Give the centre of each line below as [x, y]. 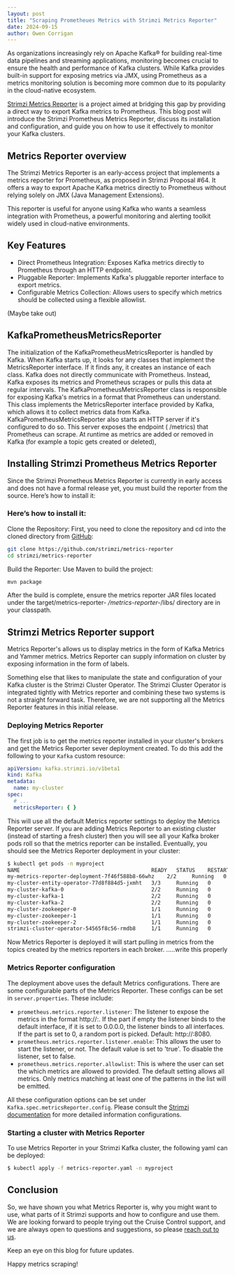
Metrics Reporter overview [67, 156]
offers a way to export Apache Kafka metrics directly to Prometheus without [117, 188]
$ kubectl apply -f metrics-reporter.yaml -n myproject [90, 1168]
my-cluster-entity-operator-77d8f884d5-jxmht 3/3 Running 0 [109, 883]
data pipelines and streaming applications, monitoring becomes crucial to [113, 61]
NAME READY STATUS [101, 870]
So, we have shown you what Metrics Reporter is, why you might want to [112, 1207]
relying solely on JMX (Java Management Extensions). [86, 195]
